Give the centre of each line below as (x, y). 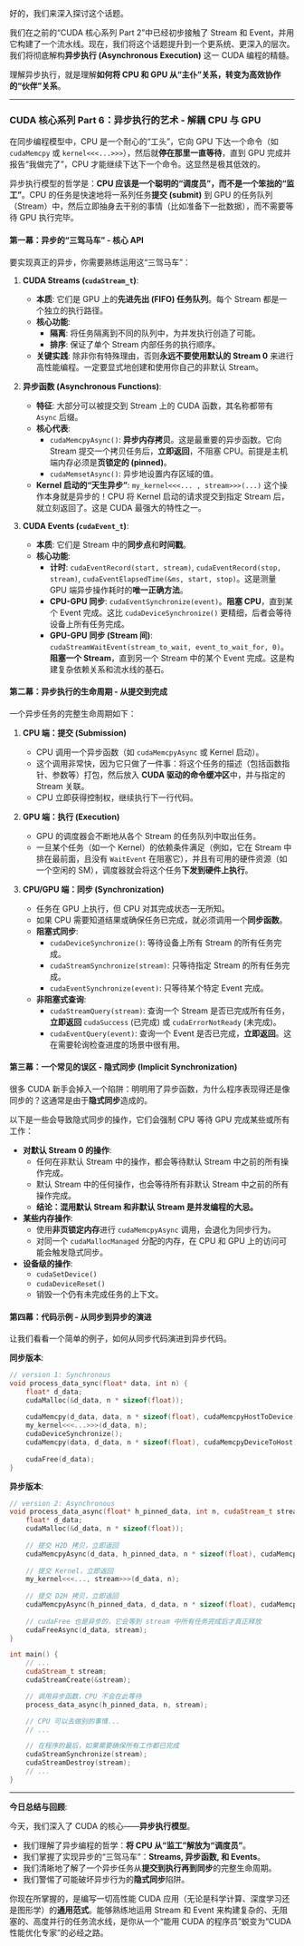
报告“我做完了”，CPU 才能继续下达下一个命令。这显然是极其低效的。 (137, 164)
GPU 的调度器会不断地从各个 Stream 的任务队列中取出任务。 (148, 836)
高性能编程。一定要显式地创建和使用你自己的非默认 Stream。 (150, 367)
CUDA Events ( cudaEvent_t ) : (76, 525)
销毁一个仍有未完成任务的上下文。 (100, 1294)
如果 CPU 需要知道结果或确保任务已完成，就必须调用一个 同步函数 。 (161, 920)
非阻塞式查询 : (61, 999)
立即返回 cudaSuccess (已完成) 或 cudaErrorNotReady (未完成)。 (165, 1022)
